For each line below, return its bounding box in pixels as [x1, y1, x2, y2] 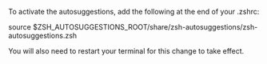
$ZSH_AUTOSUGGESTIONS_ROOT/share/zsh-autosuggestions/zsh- [33, 22, 258, 31]
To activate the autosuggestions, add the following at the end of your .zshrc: [8, 7, 260, 16]
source [8, 22, 32, 31]
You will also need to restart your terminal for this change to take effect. [8, 46, 245, 55]
